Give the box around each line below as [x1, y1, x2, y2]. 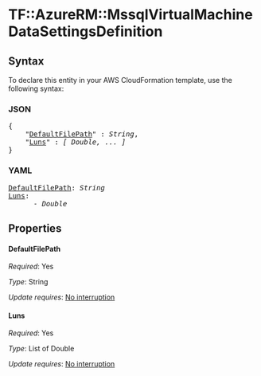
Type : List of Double [8, 344, 75, 354]
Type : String [8, 277, 49, 287]
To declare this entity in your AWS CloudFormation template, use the [8, 76, 232, 84]
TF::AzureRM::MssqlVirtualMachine [8, 6, 253, 24]
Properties [8, 221, 62, 235]
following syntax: [8, 84, 64, 93]
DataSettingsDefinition [8, 22, 163, 41]
